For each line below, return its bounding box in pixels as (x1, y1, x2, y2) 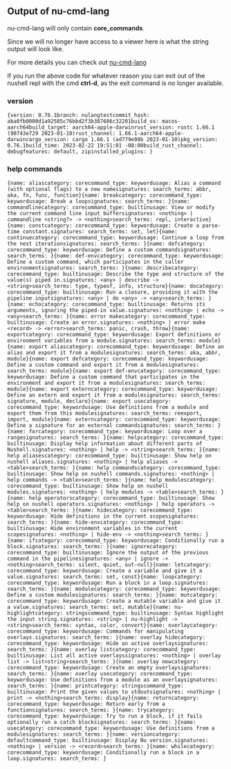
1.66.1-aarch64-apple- (118, 130, 185, 137)
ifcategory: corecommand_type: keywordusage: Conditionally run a (28, 537, 225, 544)
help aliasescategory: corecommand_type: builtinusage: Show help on (7, 453, 212, 460)
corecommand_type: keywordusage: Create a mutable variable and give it (7, 598, 221, 605)
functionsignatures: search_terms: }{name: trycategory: (7, 707, 175, 714)
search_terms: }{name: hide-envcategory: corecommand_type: (7, 519, 185, 526)
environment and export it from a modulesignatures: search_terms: (7, 380, 206, 387)
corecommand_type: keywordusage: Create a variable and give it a (7, 568, 203, 575)
